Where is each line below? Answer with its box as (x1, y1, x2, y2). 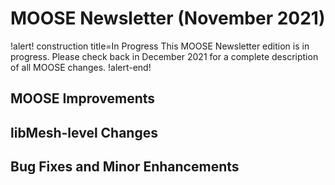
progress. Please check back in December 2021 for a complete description (10, 50, 319, 62)
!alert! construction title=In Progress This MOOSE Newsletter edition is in (10, 40, 310, 52)
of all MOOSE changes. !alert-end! (10, 61, 152, 73)
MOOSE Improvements (10, 90, 156, 107)
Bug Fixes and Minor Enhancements (10, 158, 240, 176)
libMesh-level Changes (10, 124, 158, 141)
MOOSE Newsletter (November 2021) (10, 7, 326, 30)
